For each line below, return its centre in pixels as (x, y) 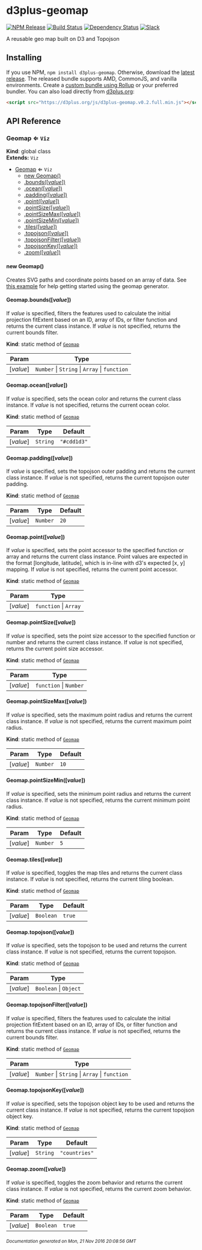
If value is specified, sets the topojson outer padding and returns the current (101, 471)
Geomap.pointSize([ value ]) (41, 622)
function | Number (60, 685)
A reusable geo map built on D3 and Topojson (63, 38)
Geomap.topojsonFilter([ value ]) (47, 1005)
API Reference (34, 121)
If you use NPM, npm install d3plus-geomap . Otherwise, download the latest (100, 72)
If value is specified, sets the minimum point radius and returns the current (99, 793)
